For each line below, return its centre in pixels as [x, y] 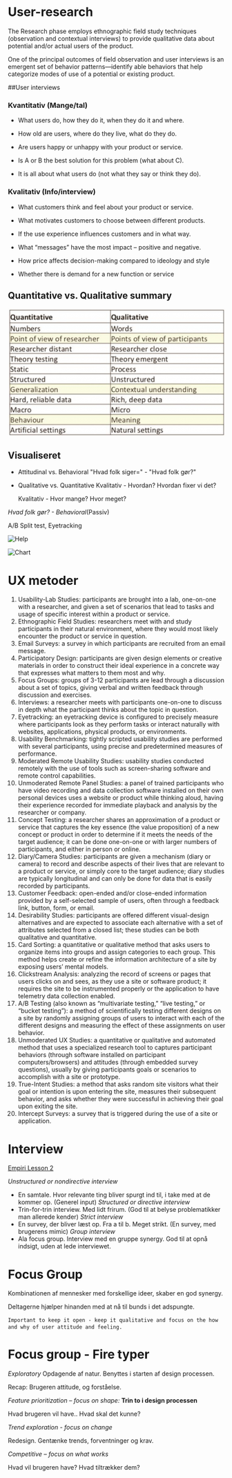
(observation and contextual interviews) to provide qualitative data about [111, 38]
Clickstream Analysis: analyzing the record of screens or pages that [114, 974]
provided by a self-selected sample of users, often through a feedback [118, 901]
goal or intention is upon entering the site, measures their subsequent [117, 1092]
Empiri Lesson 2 [31, 1168]
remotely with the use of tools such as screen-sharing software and [114, 769]
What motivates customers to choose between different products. [112, 220]
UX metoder [43, 580]
